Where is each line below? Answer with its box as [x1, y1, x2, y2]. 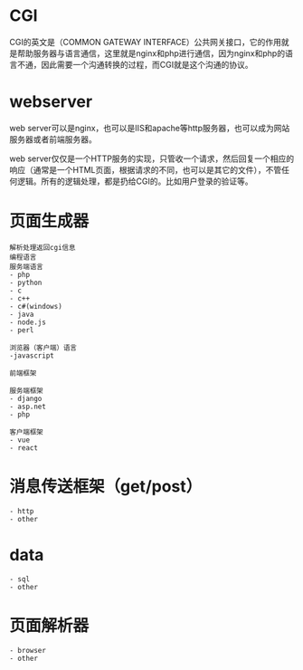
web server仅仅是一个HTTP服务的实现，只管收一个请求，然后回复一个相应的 [9, 153, 295, 164]
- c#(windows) [9, 301, 63, 311]
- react [9, 443, 39, 453]
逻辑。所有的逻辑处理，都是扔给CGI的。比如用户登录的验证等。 [16, 176, 253, 187]
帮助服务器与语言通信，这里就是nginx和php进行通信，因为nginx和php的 [16, 47, 286, 59]
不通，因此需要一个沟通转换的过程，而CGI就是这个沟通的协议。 [16, 59, 253, 70]
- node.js [9, 318, 47, 327]
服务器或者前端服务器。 [9, 133, 97, 145]
